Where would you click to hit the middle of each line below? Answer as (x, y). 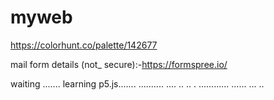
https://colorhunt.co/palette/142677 (84, 45)
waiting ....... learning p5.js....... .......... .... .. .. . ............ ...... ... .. (137, 83)
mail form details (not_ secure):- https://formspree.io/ (119, 64)
